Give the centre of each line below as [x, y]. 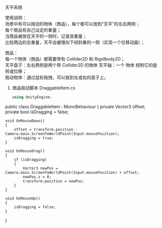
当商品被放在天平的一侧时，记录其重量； [46, 36]
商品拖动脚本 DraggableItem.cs [44, 88]
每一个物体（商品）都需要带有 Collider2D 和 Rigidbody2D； [65, 59]
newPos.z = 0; [37, 177]
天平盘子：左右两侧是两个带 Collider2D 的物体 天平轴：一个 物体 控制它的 [79, 65]
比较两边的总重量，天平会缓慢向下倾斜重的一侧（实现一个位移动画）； [75, 42]
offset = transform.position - [46, 130]
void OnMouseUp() [23, 198]
